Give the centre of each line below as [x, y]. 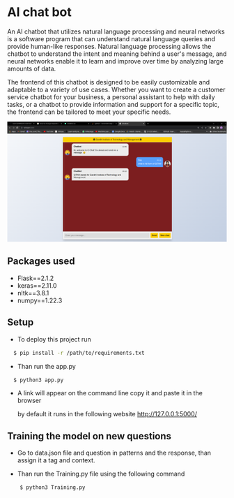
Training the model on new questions [89, 436]
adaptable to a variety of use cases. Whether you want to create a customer [116, 89]
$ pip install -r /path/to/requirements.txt [79, 353]
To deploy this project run [54, 339]
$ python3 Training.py [53, 488]
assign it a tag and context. [56, 460]
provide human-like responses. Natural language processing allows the [109, 46]
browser [29, 401]
